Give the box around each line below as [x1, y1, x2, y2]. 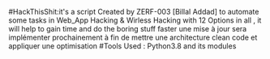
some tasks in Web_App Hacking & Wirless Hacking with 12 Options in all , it [8, 15, 262, 25]
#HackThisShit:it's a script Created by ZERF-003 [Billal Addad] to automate [8, 7, 259, 16]
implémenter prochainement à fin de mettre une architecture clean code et [8, 32, 258, 42]
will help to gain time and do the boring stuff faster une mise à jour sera [8, 24, 247, 33]
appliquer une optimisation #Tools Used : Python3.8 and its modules [8, 41, 237, 51]
